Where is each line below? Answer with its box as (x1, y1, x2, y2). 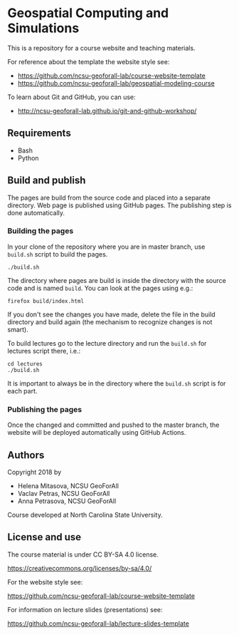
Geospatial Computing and (7, 5, 169, 21)
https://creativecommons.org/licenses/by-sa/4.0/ (7, 564, 152, 572)
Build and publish (7, 175, 86, 187)
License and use (7, 531, 82, 543)
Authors (7, 449, 45, 461)
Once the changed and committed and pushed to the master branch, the (7, 420, 220, 429)
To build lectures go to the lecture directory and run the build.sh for (7, 339, 207, 347)
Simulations (7, 20, 80, 36)
